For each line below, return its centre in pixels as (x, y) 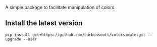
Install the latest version (44, 23)
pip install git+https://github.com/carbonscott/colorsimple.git (75, 35)
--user (30, 39)
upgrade (13, 39)
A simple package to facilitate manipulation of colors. (61, 7)
